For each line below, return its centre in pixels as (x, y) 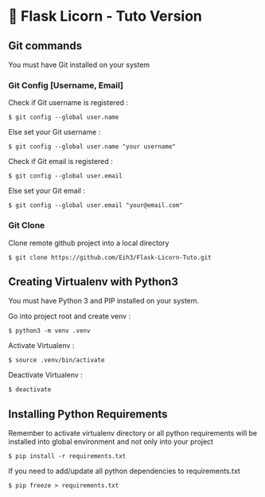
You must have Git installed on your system (79, 65)
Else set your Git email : (47, 191)
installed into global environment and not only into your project (111, 442)
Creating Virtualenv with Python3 (94, 282)
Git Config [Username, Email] (66, 85)
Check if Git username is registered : (68, 103)
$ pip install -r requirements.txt (67, 456)
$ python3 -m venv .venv (49, 331)
